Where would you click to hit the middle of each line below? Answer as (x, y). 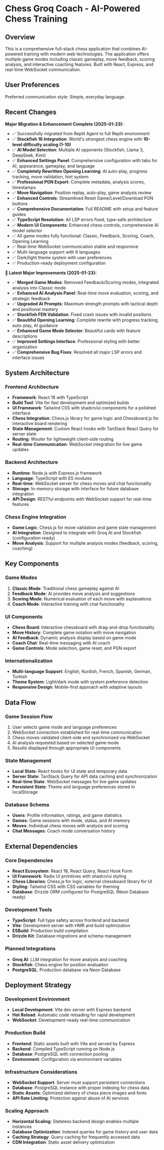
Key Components (32, 564)
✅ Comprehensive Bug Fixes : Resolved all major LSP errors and (77, 352)
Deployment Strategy (38, 985)
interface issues (28, 358)
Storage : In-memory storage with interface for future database (75, 488)
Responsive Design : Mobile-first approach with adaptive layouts (77, 687)
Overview (20, 37)
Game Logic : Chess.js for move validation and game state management (84, 527)
